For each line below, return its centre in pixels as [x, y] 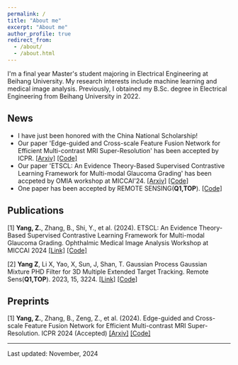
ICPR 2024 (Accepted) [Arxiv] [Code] [96, 333]
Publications [36, 211]
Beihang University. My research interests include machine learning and [112, 81]
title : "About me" [34, 21]
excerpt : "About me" [38, 27]
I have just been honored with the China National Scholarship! [108, 135]
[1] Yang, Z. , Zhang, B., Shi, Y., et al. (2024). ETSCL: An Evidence [102, 228]
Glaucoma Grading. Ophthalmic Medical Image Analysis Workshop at [108, 242]
